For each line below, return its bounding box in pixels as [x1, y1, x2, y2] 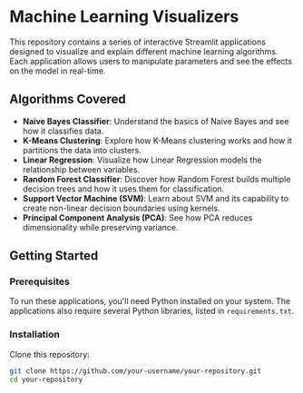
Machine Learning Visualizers [9, 6, 239, 27]
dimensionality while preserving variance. [22, 221, 179, 232]
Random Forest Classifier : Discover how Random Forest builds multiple [22, 173, 291, 184]
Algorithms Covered [9, 92, 127, 107]
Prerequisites [9, 275, 70, 288]
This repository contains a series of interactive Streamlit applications [9, 36, 266, 47]
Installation [9, 329, 61, 341]
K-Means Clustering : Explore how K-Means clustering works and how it [22, 134, 292, 146]
